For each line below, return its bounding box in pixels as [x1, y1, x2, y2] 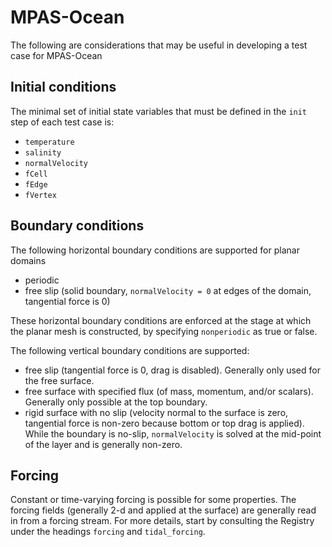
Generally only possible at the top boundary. [24, 396, 208, 408]
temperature [24, 137, 75, 147]
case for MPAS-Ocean [10, 49, 103, 61]
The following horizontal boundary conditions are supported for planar [10, 244, 300, 256]
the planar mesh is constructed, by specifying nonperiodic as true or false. [10, 325, 318, 337]
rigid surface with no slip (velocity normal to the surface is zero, [24, 406, 289, 418]
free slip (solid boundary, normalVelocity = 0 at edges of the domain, [24, 284, 312, 296]
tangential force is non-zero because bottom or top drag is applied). [24, 417, 305, 429]
